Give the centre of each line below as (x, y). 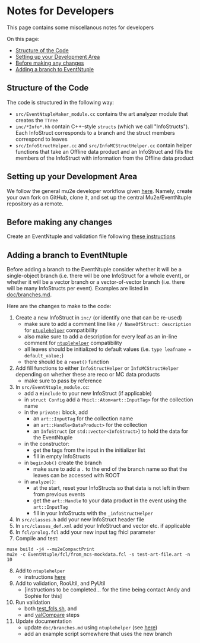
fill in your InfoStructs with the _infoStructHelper (93, 513)
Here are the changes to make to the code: (59, 306)
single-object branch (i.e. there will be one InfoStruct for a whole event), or (98, 276)
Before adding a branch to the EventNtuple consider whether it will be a (94, 270)
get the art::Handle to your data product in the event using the (110, 501)
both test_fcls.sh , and (50, 609)
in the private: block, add (56, 412)
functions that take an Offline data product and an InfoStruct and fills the (104, 151)
